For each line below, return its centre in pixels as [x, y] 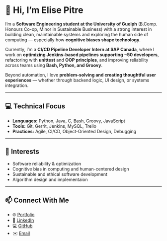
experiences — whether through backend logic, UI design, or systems [77, 80]
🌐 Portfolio [23, 215]
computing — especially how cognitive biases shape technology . [73, 40]
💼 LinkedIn [23, 220]
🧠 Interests [22, 152]
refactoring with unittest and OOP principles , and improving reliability [77, 60]
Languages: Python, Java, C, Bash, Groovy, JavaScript [69, 121]
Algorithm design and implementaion [50, 179]
